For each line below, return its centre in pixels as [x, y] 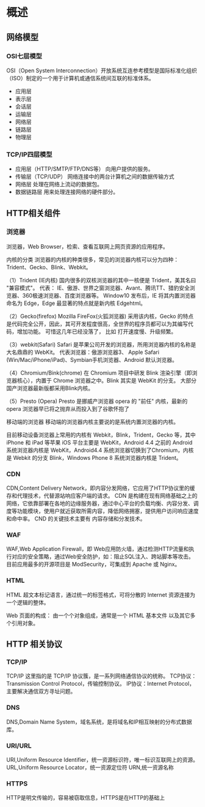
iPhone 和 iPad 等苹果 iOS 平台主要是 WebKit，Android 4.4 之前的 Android [99, 442]
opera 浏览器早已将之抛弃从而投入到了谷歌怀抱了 [68, 408]
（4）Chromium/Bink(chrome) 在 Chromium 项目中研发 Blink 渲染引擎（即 [99, 373]
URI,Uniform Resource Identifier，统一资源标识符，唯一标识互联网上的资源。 [103, 760]
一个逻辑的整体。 [28, 602]
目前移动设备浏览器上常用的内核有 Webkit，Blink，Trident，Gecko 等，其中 [101, 435]
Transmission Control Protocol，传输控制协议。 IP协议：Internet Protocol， [101, 684]
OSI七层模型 [24, 56]
